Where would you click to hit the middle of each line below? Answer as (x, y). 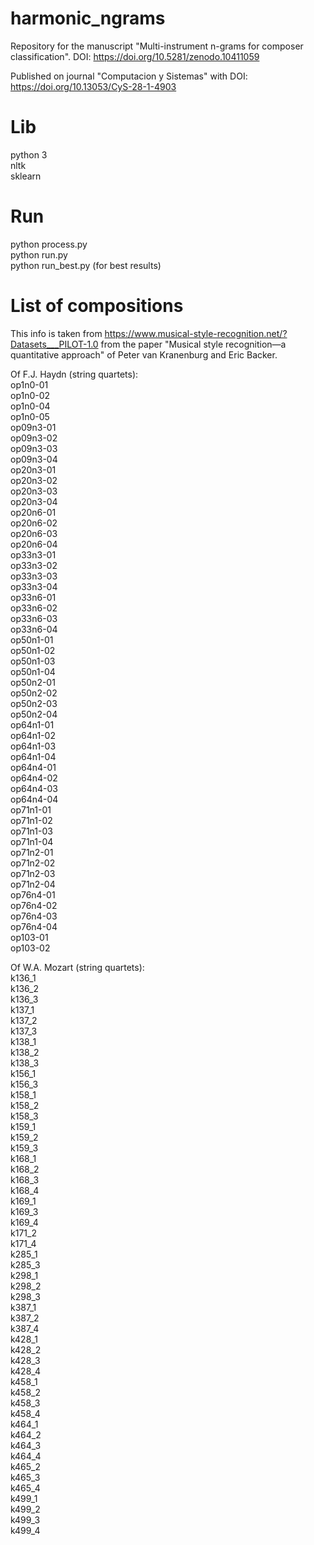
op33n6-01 (33, 597)
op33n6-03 (34, 618)
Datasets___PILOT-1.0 (54, 344)
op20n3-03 (34, 491)
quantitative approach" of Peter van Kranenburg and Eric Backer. (144, 354)
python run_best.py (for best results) (86, 265)
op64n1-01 (32, 724)
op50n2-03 (34, 703)
